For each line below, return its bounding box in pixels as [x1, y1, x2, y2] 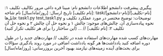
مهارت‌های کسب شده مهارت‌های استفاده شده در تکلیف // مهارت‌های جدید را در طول [4, 35, 159, 40]
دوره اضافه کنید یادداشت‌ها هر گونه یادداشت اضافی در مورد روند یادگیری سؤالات [4, 40, 150, 46]
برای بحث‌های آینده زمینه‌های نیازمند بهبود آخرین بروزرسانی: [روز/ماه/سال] [4, 45, 140, 51]
